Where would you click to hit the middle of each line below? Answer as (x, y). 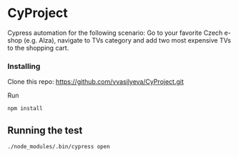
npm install (25, 109)
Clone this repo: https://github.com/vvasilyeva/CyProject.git (96, 82)
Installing (24, 66)
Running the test (45, 130)
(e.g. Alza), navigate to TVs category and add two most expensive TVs (128, 40)
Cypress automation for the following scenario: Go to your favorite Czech (115, 33)
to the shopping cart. (38, 48)
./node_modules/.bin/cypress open (59, 147)
